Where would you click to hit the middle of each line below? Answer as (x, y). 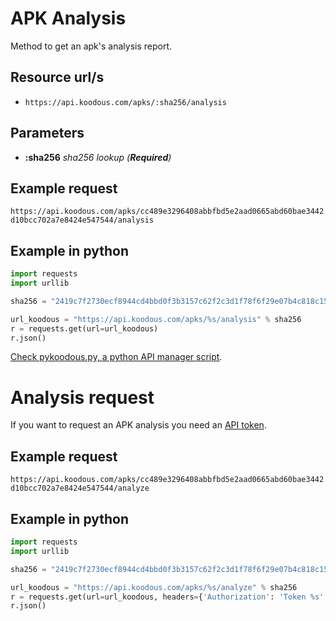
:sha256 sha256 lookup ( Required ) (98, 157)
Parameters (47, 133)
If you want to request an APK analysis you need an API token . (138, 425)
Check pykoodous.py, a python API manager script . (116, 357)
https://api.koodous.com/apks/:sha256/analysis (125, 102)
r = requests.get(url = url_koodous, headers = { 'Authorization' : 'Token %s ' (167, 597)
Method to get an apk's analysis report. (91, 46)
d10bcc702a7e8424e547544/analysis (82, 220)
